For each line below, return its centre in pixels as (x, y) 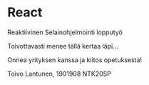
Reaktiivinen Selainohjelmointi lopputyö (65, 32)
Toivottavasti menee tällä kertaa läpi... (63, 46)
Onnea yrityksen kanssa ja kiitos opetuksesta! (75, 60)
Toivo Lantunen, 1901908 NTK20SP (60, 74)
